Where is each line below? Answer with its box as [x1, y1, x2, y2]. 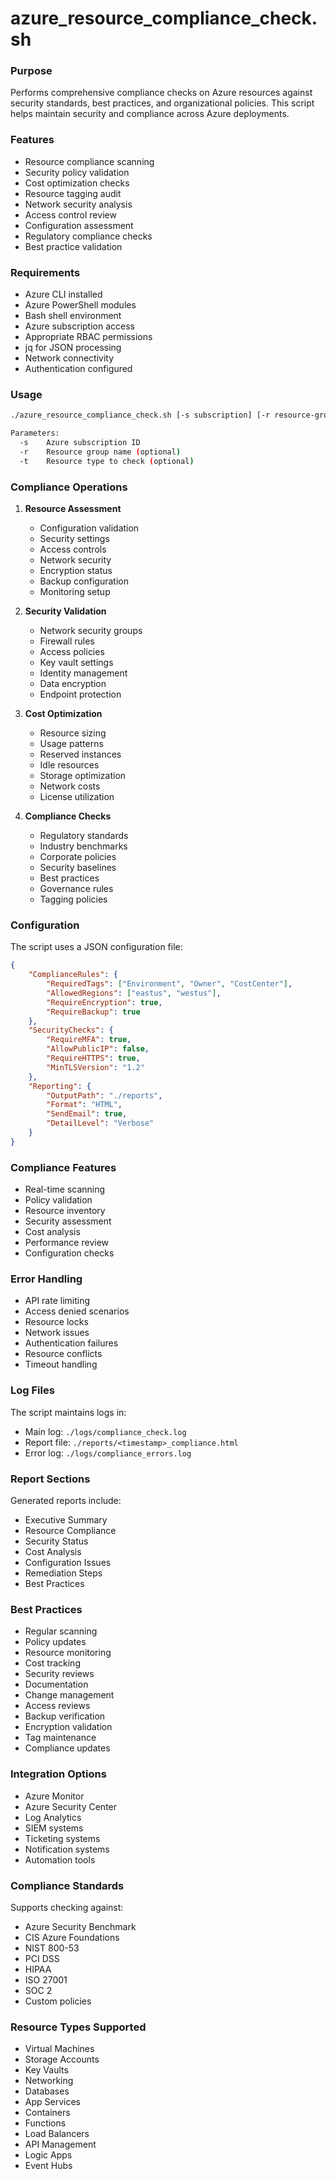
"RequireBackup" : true [46, 1007, 141, 1017]
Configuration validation [39, 522, 140, 534]
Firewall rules [39, 635, 95, 647]
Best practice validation [24, 240, 123, 252]
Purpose [10, 64, 53, 78]
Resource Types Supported [10, 2020, 147, 2034]
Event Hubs [24, 2160, 73, 2172]
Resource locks [24, 1316, 89, 1328]
